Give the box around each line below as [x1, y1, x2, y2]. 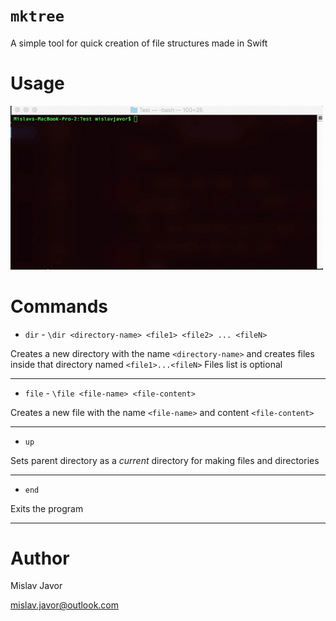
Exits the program [10, 502, 84, 514]
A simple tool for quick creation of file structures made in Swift [10, 37, 268, 49]
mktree [10, 7, 65, 26]
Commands [10, 295, 109, 318]
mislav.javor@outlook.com [10, 599, 120, 611]
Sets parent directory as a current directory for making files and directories [10, 454, 320, 466]
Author [10, 547, 70, 569]
